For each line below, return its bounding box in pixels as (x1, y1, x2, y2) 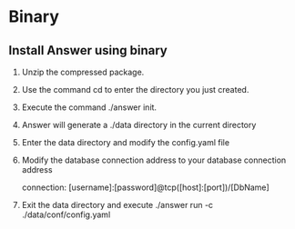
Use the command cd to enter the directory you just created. (21, 85, 249, 95)
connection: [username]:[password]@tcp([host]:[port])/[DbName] (21, 182, 270, 193)
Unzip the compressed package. (21, 66, 145, 77)
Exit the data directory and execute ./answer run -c (21, 200, 214, 210)
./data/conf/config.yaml (21, 209, 111, 220)
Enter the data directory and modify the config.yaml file (21, 137, 229, 147)
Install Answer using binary (8, 43, 168, 58)
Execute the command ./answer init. (21, 102, 157, 113)
